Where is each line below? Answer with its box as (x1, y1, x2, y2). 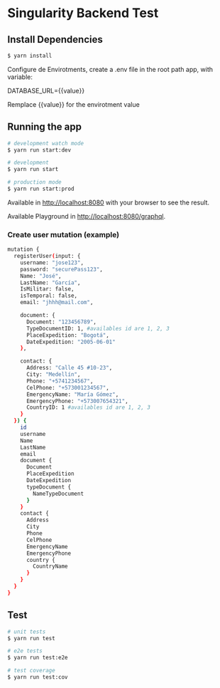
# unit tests (7, 628, 46, 635)
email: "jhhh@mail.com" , (20, 299, 94, 306)
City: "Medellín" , (26, 371, 81, 378)
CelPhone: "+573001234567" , (26, 384, 110, 391)
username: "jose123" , (20, 259, 84, 266)
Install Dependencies (7, 33, 103, 46)
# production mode (7, 179, 62, 186)
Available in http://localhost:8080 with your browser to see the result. (7, 198, 210, 207)
